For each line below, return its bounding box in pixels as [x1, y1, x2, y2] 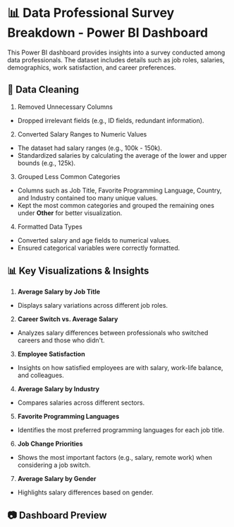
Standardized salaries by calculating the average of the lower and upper [17, 151, 228, 159]
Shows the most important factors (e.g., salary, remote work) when [17, 453, 213, 461]
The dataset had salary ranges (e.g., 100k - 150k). [17, 144, 162, 152]
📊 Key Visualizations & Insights [7, 265, 149, 277]
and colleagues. [17, 371, 65, 379]
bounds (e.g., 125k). [17, 158, 76, 167]
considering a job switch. [17, 461, 91, 469]
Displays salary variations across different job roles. [17, 301, 168, 309]
